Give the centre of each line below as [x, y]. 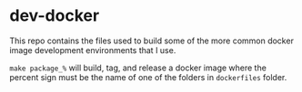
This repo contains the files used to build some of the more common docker [151, 41]
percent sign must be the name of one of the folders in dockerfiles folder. [148, 77]
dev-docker [55, 16]
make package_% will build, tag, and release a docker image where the [138, 68]
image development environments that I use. [93, 50]
